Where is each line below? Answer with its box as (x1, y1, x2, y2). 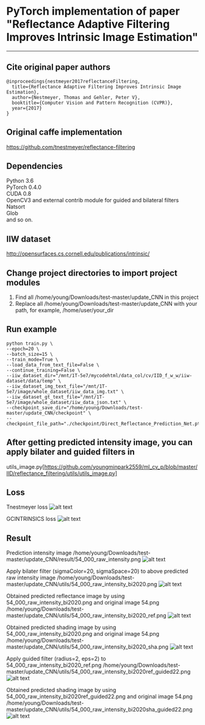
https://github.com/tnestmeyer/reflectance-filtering (6, 143, 135, 150)
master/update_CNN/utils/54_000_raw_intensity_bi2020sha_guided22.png (6, 706, 193, 713)
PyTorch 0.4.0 (6, 183, 41, 191)
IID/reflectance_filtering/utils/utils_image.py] (6, 469, 118, 477)
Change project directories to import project (6, 268, 178, 278)
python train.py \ (6, 340, 53, 347)
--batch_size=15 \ (6, 351, 53, 357)
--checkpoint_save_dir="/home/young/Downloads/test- (6, 405, 143, 411)
